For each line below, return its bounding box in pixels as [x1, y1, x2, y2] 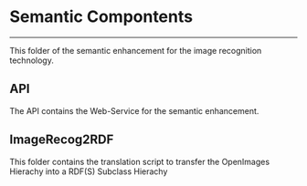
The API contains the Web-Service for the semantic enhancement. [9, 105, 259, 116]
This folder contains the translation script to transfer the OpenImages [9, 156, 270, 167]
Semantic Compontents [9, 6, 194, 27]
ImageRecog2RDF [9, 132, 114, 148]
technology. [9, 55, 55, 66]
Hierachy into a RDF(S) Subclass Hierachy [9, 166, 168, 177]
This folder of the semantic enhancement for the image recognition [9, 45, 262, 56]
